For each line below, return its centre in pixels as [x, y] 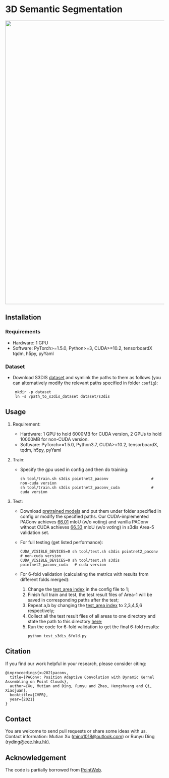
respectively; [41, 611]
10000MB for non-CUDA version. [54, 439]
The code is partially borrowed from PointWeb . [54, 770]
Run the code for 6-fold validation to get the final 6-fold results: [94, 627]
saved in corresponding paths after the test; [73, 600]
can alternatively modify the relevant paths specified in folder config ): [85, 383]
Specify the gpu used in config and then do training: [74, 469]
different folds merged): [45, 579]
